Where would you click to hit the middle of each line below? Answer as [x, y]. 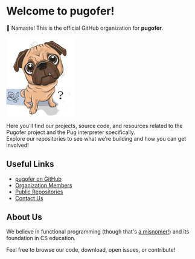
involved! [18, 145]
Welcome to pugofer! [60, 11]
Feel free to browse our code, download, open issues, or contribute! [91, 250]
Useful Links [30, 164]
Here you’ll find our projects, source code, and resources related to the [94, 126]
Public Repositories [39, 192]
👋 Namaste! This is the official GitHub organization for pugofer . [85, 28]
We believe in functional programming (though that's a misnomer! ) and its [98, 232]
